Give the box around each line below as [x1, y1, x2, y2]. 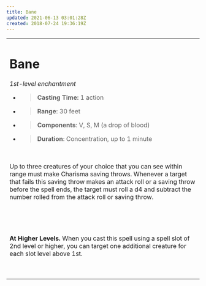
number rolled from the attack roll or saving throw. [9, 192, 154, 201]
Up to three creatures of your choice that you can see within [9, 162, 183, 170]
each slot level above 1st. [9, 249, 83, 258]
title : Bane [6, 9, 37, 15]
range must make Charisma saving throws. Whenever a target [9, 170, 187, 178]
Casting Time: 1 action [37, 93, 104, 102]
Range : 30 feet [37, 107, 81, 115]
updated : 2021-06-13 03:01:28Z [6, 15, 86, 21]
